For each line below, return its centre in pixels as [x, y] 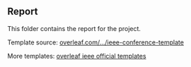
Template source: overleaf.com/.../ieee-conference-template [95, 42]
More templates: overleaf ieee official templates [77, 56]
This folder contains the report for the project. [74, 28]
